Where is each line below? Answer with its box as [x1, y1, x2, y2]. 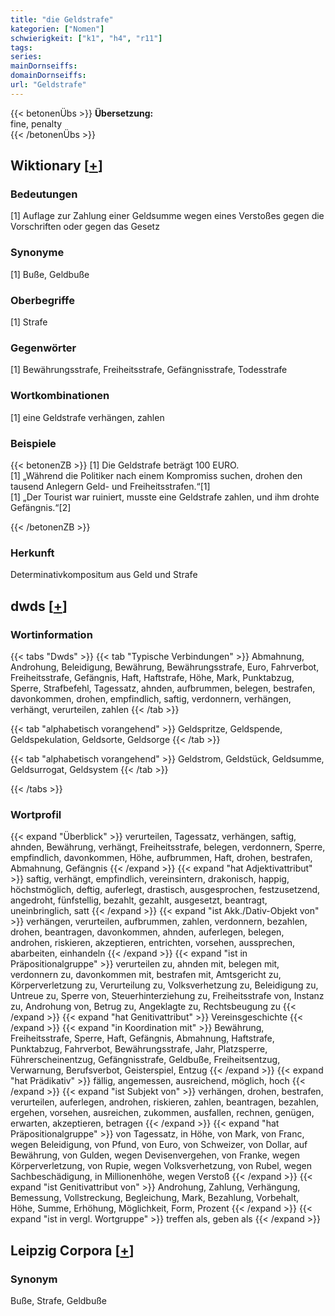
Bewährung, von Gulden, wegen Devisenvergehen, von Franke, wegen [10, 1149, 301, 1161]
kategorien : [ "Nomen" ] [10, 24, 105, 34]
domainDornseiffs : [10, 71, 87, 81]
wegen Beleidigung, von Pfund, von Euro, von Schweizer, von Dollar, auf [10, 1139, 308, 1151]
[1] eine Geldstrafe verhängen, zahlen [10, 411, 165, 423]
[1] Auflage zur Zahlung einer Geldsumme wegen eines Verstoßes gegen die [10, 210, 325, 222]
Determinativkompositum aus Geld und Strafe [10, 569, 198, 581]
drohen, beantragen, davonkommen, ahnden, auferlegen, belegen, [10, 926, 285, 938]
